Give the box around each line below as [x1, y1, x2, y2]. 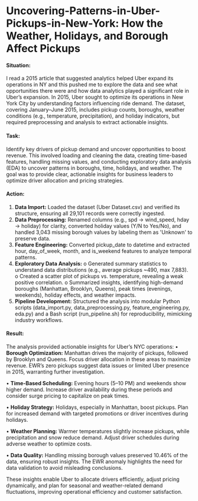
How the [121, 17, 164, 30]
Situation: [6, 61, 31, 69]
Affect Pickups [6, 42, 81, 56]
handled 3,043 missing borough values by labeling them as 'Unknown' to [14, 229, 193, 236]
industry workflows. [14, 316, 63, 323]
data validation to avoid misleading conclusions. [6, 464, 123, 471]
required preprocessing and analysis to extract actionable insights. [6, 119, 168, 126]
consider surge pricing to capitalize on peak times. [6, 392, 129, 399]
